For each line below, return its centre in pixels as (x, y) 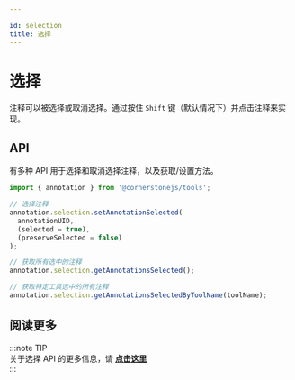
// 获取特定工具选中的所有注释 (59, 287)
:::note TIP (28, 348)
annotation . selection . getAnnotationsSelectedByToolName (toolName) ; (139, 295)
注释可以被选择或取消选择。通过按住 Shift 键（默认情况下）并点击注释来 (144, 108)
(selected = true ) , (54, 229)
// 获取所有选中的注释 (46, 262)
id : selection (36, 25)
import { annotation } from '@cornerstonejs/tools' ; (110, 188)
